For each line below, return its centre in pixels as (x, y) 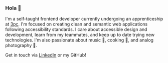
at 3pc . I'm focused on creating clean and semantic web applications (76, 24)
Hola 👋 (13, 8)
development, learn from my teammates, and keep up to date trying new (80, 35)
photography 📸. (21, 45)
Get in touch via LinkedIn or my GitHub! (46, 55)
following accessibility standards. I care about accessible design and (76, 29)
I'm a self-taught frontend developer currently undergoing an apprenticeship (84, 19)
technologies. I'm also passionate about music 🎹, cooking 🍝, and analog (79, 40)
